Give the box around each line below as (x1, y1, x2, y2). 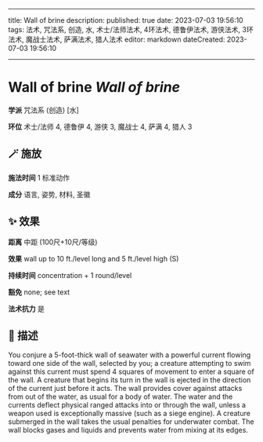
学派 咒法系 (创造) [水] (8, 105, 80, 115)
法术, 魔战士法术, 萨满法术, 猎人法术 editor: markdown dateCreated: (8, 35, 225, 44)
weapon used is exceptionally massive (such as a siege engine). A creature (8, 409, 250, 418)
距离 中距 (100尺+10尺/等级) (8, 237, 98, 247)
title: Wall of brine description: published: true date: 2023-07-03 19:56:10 (8, 16, 244, 24)
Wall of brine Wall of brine (8, 79, 181, 97)
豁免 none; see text (8, 287, 70, 297)
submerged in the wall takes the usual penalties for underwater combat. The (8, 417, 254, 426)
